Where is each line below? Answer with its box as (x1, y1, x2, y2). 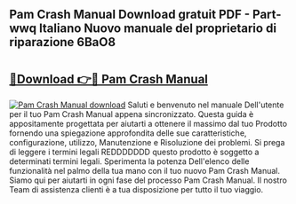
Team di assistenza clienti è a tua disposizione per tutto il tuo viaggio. (9, 184, 264, 194)
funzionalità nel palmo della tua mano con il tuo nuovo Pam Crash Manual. (9, 166, 281, 176)
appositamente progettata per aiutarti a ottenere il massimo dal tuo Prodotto (9, 119, 287, 129)
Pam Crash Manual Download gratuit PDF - (9, 7, 251, 22)
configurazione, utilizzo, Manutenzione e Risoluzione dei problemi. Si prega (9, 137, 285, 147)
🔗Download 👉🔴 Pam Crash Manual (9, 71, 209, 87)
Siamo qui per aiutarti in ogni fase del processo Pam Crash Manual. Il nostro (9, 175, 287, 185)
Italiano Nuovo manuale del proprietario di (38, 21, 277, 36)
